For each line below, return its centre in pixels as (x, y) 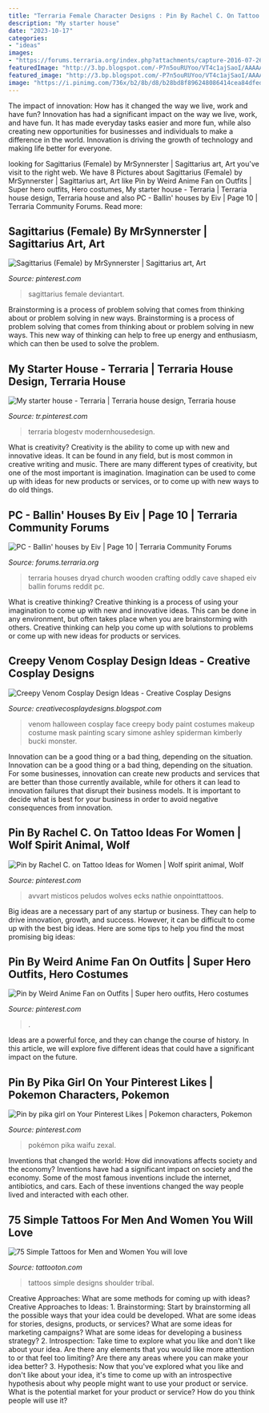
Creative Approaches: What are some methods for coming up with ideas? (129, 1298)
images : (21, 53)
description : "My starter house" (64, 23)
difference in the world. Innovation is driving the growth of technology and (131, 139)
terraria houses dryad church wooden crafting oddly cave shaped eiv (142, 578)
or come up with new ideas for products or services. (95, 636)
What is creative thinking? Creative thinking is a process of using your (123, 602)
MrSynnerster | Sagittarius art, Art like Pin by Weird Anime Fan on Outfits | (130, 180)
